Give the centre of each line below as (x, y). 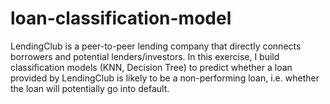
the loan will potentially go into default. (90, 88)
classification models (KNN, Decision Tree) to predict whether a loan (151, 67)
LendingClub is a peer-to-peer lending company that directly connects (156, 46)
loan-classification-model (121, 18)
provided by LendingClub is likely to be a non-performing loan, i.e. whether (165, 78)
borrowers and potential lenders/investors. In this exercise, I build (145, 56)
